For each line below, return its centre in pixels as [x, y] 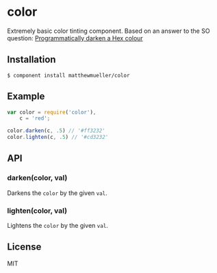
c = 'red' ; [35, 118]
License [24, 247]
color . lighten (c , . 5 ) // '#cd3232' [58, 138]
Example [26, 96]
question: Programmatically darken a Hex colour [75, 38]
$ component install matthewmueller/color [68, 75]
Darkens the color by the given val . [57, 193]
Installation [31, 60]
